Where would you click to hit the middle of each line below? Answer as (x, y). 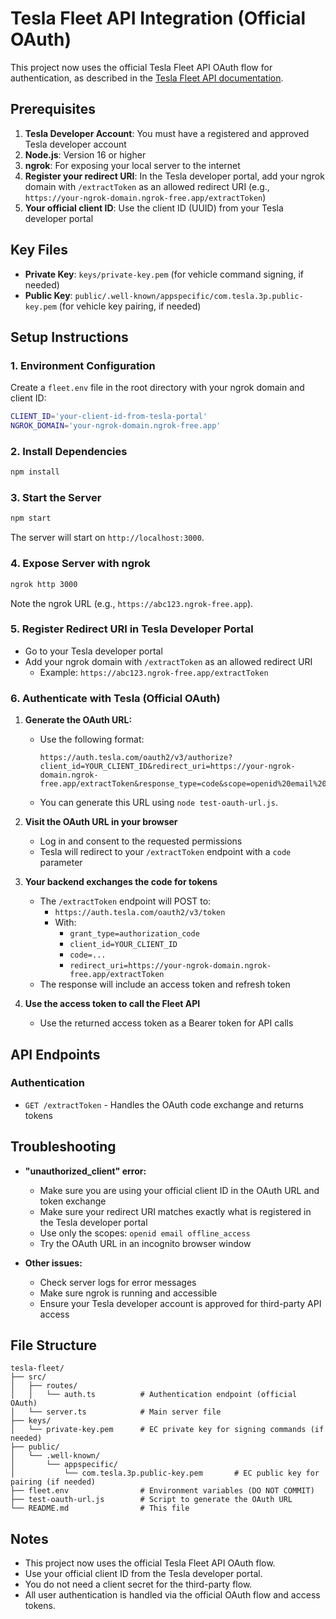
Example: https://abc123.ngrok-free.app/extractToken (154, 672)
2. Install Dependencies (69, 451)
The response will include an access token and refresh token (165, 984)
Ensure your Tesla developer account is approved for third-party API (180, 1303)
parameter (61, 863)
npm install (35, 472)
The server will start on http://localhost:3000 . (107, 538)
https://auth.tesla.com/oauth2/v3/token (140, 913)
